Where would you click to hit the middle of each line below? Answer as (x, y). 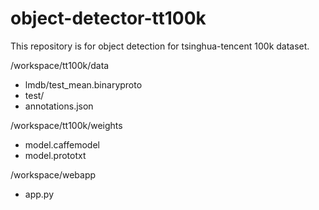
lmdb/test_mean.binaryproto (83, 84)
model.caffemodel (62, 144)
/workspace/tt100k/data (60, 65)
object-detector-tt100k (108, 18)
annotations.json (59, 106)
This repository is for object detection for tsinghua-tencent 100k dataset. (160, 46)
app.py (39, 194)
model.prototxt (55, 155)
